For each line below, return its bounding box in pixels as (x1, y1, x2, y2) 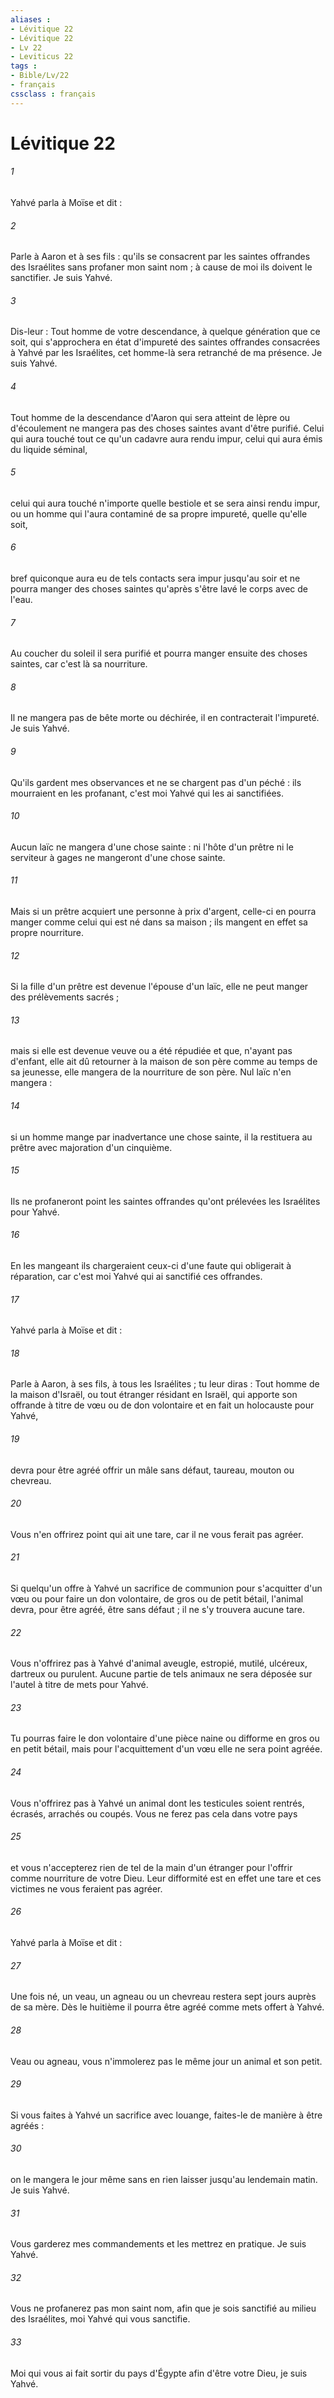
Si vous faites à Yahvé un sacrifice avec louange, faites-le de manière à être (10, 2109, 323, 2121)
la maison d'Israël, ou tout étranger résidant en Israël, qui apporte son (10, 1389, 298, 1401)
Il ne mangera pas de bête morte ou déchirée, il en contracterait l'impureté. (10, 712, 320, 724)
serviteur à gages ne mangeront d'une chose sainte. (10, 851, 226, 863)
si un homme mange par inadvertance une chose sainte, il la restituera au (10, 1131, 313, 1143)
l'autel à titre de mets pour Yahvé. (10, 1679, 149, 1691)
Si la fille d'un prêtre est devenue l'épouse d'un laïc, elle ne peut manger (10, 981, 309, 993)
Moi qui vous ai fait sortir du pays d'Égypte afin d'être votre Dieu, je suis (10, 2367, 308, 2379)
